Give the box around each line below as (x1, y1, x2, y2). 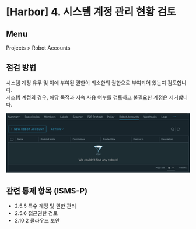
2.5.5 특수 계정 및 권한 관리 (14, 202, 76, 209)
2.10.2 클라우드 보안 (14, 217, 60, 224)
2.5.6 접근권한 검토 (14, 209, 58, 216)
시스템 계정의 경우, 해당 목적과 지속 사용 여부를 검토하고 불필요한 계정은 (6, 94, 168, 101)
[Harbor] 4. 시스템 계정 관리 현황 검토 (6, 5, 176, 19)
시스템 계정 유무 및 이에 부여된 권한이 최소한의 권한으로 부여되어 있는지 (6, 79, 166, 86)
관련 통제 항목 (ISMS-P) (6, 186, 88, 196)
